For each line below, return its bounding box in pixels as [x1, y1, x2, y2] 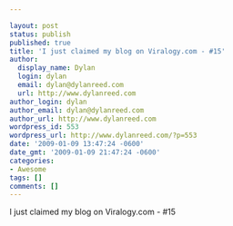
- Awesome [9, 164, 47, 173]
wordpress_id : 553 [9, 123, 79, 132]
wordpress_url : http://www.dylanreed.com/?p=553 [9, 131, 198, 141]
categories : [9, 156, 55, 165]
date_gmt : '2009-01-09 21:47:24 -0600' [9, 148, 161, 157]
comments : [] [9, 182, 59, 191]
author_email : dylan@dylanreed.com [9, 105, 145, 114]
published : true [9, 38, 71, 47]
